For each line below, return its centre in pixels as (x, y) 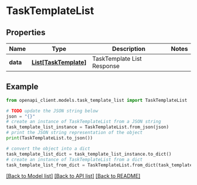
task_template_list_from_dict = (45, 165)
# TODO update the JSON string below (52, 111)
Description (129, 49)
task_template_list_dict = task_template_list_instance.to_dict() (89, 154)
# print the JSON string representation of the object (74, 133)
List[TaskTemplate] (59, 62)
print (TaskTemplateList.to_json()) (50, 138)
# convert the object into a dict (48, 148)
